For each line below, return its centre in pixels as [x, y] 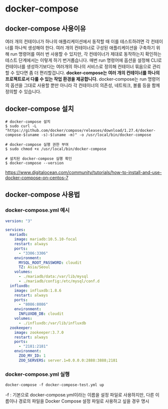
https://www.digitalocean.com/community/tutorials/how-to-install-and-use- [83, 172]
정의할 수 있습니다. [23, 91]
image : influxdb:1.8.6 [38, 290]
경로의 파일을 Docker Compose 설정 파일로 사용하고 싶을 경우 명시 [84, 401]
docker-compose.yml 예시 [38, 210]
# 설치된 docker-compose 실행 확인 [39, 158]
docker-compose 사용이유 [46, 28]
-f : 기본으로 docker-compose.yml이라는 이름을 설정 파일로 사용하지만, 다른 [80, 395]
